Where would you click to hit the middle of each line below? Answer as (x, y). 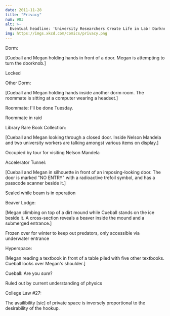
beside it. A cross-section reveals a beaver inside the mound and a (75, 218)
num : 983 (14, 19)
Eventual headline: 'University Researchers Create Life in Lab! (80, 29)
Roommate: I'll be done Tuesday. (39, 108)
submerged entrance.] (29, 223)
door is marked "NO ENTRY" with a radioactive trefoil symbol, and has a (80, 178)
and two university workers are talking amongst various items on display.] (82, 143)
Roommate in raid (24, 118)
